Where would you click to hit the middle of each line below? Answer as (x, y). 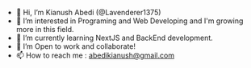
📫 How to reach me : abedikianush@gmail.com (95, 55)
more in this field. (45, 29)
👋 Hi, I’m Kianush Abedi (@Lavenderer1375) (88, 12)
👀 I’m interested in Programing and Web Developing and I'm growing (130, 21)
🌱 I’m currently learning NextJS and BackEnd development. (115, 38)
